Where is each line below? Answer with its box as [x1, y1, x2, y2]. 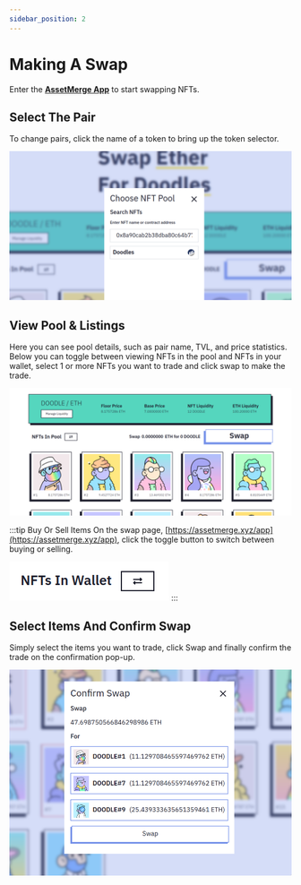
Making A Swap [9, 54, 128, 74]
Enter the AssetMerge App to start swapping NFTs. [9, 83, 200, 94]
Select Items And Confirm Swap [9, 618, 192, 633]
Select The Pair [9, 109, 96, 125]
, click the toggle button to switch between [116, 534, 275, 546]
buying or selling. [9, 544, 73, 554]
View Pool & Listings [9, 318, 125, 333]
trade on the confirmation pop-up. [9, 652, 136, 663]
